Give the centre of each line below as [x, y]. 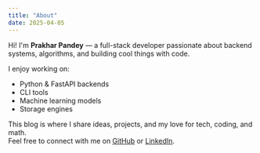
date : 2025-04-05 [36, 23]
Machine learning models [60, 100]
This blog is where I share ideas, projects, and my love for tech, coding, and [130, 124]
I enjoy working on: [39, 68]
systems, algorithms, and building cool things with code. [99, 53]
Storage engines [46, 109]
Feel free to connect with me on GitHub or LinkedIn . [91, 140]
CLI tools [34, 92]
